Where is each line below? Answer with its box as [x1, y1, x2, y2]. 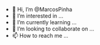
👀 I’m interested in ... [12, 12, 64, 19]
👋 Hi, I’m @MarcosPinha [12, 6, 73, 13]
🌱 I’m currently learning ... [12, 19, 77, 26]
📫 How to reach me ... [12, 32, 68, 39]
